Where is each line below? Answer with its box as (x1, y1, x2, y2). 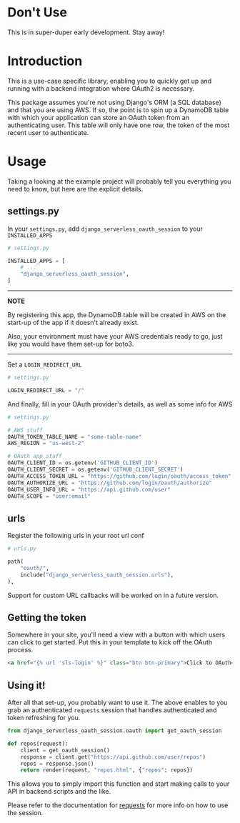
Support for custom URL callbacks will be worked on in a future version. (7, 591, 219, 599)
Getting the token (7, 612, 87, 624)
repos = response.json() (20, 760, 94, 767)
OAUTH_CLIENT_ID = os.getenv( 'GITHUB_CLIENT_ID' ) (7, 459, 159, 467)
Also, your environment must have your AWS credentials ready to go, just (7, 332, 223, 340)
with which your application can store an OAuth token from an (7, 113, 189, 121)
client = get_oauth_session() (20, 747, 111, 754)
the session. (7, 809, 44, 817)
